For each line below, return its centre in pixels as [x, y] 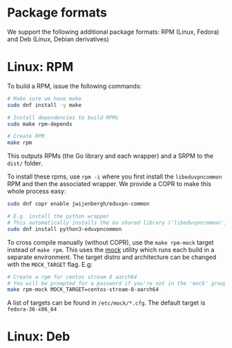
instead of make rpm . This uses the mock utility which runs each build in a [111, 249]
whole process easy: [37, 192]
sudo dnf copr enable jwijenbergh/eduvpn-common [78, 204]
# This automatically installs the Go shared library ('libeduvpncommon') [117, 223]
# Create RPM [26, 136]
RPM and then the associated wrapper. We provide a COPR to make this [109, 184]
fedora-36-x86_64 [32, 309]
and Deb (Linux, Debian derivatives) [58, 39]
